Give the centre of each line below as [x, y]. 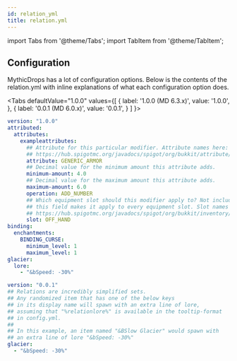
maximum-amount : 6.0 [56, 187]
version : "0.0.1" [33, 285]
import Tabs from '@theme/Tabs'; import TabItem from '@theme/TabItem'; [116, 40]
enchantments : [34, 233]
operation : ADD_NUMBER [59, 194]
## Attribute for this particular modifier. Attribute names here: [127, 148]
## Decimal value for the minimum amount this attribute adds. [121, 167]
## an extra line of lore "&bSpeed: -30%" [71, 338]
